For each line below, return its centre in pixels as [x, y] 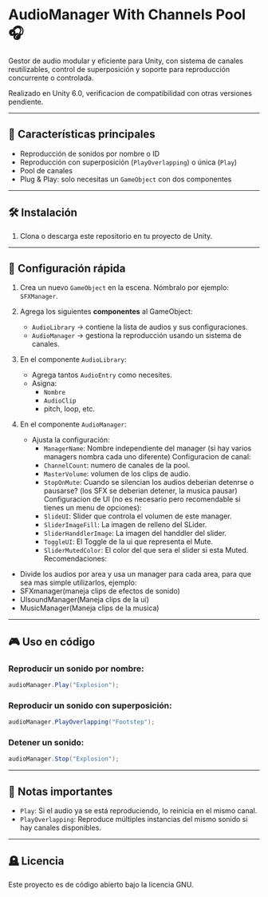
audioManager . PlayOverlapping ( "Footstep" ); [82, 722]
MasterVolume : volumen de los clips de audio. [117, 474]
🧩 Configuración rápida [67, 268]
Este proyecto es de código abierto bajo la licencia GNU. [101, 884]
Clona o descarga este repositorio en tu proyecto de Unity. [116, 236]
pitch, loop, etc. [69, 409]
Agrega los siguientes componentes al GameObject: [106, 312]
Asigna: [44, 383]
